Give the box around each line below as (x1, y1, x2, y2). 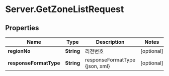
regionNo (8, 48, 31, 54)
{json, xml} (84, 63, 110, 69)
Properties (5, 24, 39, 32)
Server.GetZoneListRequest (5, 4, 124, 15)
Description (96, 39, 125, 45)
